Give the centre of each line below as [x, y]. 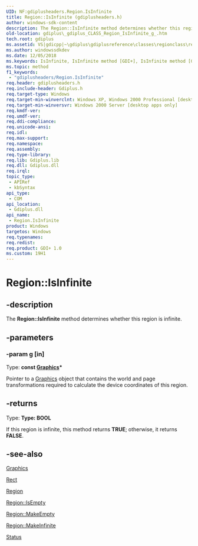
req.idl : [17, 133]
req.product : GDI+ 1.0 [34, 248]
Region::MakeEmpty [30, 514]
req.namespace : [25, 143]
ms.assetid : [21, 45]
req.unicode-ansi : [29, 127]
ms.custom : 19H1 [26, 254]
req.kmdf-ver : [24, 111]
